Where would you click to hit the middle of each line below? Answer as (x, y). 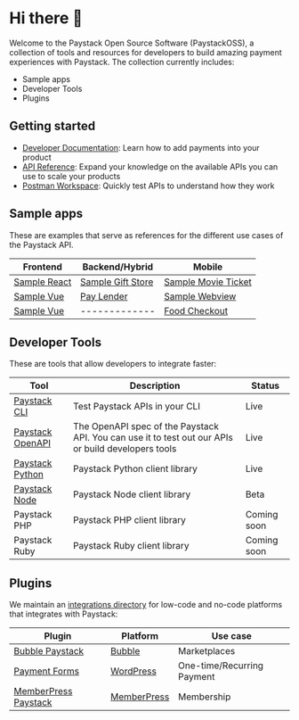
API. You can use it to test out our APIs (153, 438)
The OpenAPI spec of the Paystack (146, 426)
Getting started (53, 126)
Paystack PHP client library (129, 520)
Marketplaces (206, 651)
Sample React (43, 282)
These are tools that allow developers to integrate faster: (113, 364)
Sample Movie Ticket (208, 282)
